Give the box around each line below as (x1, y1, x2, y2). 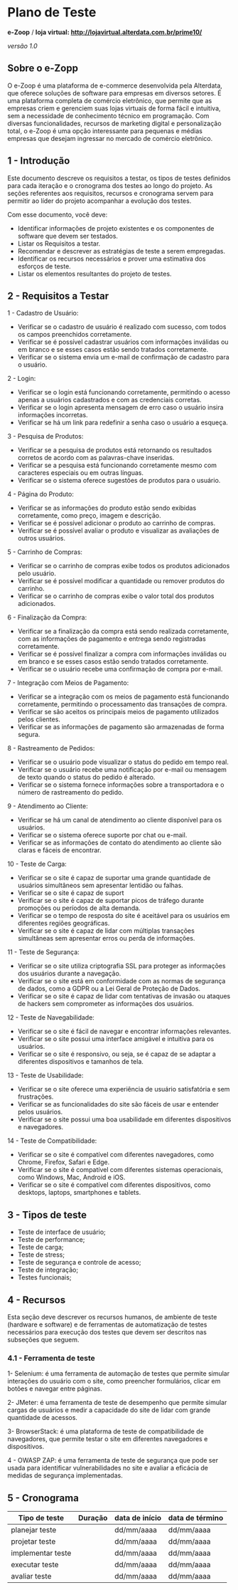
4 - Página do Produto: (7, 490, 75, 498)
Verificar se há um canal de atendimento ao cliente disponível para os (17, 816, 222, 825)
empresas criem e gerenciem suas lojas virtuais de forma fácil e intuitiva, (7, 104, 222, 113)
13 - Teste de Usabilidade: (7, 1071, 84, 1079)
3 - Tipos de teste (7, 1208, 87, 1221)
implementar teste (11, 1548, 72, 1558)
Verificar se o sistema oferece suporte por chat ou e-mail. (17, 831, 188, 840)
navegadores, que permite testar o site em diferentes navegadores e (7, 1435, 208, 1443)
